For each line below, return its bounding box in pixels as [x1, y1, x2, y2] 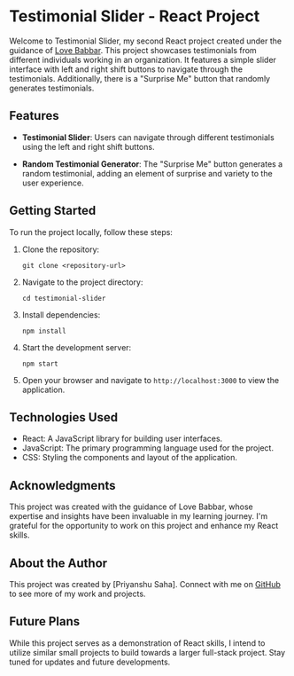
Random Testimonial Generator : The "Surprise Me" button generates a [21, 158, 283, 169]
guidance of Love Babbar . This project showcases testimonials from [9, 44, 257, 55]
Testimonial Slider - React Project [9, 6, 260, 27]
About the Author [9, 555, 108, 570]
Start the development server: [21, 342, 132, 352]
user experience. [21, 177, 84, 188]
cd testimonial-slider [21, 294, 106, 303]
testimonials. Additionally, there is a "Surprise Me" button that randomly [9, 73, 271, 83]
